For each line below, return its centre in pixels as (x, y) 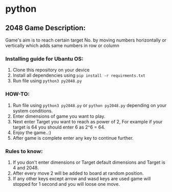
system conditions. (33, 111)
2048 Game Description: (46, 28)
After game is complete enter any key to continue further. (73, 138)
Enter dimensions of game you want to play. (59, 116)
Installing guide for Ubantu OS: (44, 58)
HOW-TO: (17, 94)
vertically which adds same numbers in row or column (62, 46)
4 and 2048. (26, 167)
